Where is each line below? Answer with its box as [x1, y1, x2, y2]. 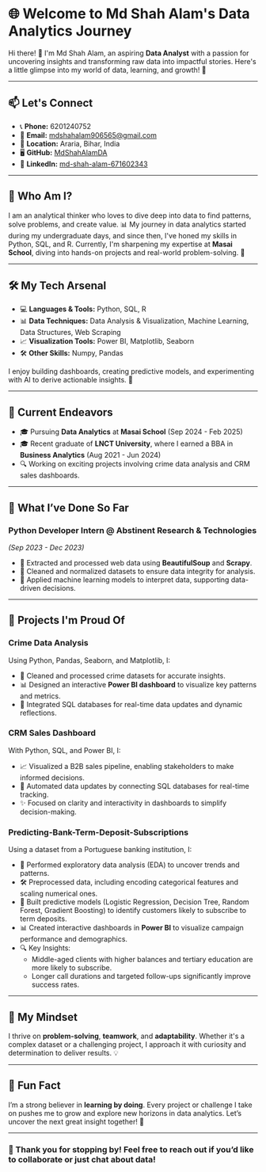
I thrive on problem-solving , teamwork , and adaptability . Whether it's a [8, 1031, 245, 1041]
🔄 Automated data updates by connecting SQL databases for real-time [19, 781, 249, 790]
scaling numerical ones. [19, 889, 98, 899]
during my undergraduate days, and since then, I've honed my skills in [8, 230, 237, 240]
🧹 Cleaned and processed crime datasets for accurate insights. [19, 671, 226, 680]
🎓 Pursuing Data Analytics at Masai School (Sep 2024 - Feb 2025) [19, 427, 243, 436]
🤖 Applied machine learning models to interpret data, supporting [19, 575, 230, 584]
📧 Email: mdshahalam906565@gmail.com [19, 130, 157, 139]
